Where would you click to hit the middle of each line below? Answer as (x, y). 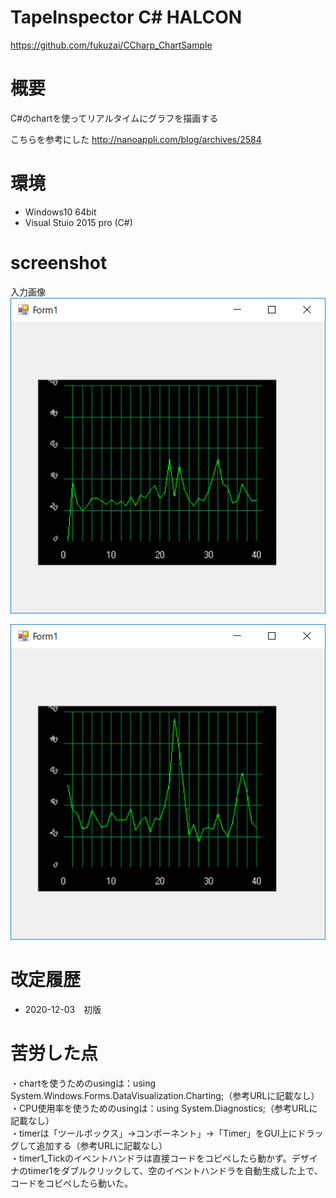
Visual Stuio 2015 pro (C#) (78, 222)
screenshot (59, 263)
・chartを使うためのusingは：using (83, 1083)
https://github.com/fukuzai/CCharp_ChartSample (111, 45)
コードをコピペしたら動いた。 (71, 1183)
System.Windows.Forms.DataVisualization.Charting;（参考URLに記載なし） (165, 1095)
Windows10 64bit (60, 212)
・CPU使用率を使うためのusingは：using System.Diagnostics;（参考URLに (164, 1108)
